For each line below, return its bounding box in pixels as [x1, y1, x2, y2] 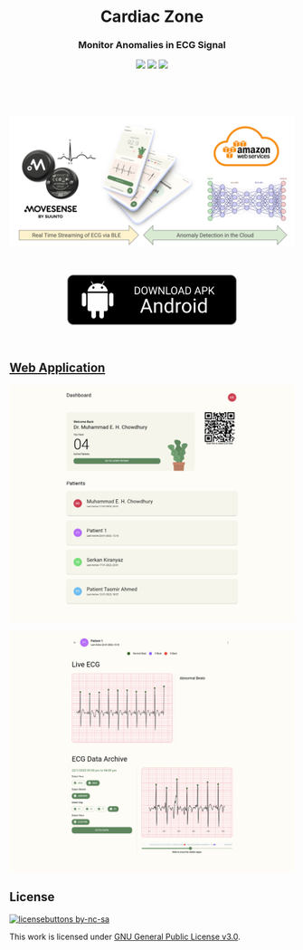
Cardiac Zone [99, 6, 204, 27]
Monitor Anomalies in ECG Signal [78, 39, 226, 52]
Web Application [9, 360, 106, 376]
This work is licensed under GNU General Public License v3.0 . [9, 931, 241, 942]
